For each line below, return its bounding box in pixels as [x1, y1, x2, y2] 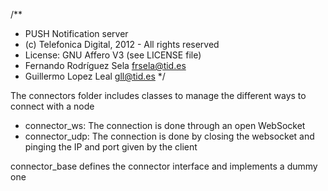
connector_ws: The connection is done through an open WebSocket [24, 120, 306, 131]
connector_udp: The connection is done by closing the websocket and [24, 130, 315, 142]
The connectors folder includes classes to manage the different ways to [10, 90, 307, 101]
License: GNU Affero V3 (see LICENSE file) [24, 49, 202, 61]
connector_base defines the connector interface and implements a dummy [10, 160, 318, 172]
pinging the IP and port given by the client [24, 141, 198, 153]
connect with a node [10, 100, 95, 112]
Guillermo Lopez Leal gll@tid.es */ [24, 70, 166, 82]
